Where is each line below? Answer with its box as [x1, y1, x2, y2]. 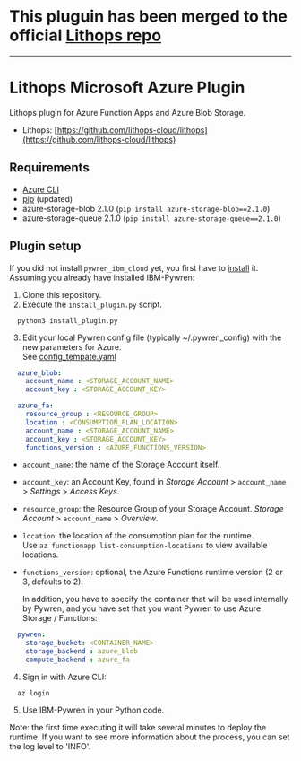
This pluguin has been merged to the [9, 6, 288, 27]
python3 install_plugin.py [17, 316, 118, 325]
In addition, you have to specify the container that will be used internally [21, 594, 288, 605]
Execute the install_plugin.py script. [21, 299, 163, 310]
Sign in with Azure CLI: [21, 671, 107, 682]
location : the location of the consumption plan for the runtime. [21, 530, 254, 541]
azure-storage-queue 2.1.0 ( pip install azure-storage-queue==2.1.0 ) [21, 213, 282, 223]
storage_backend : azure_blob [25, 647, 139, 656]
